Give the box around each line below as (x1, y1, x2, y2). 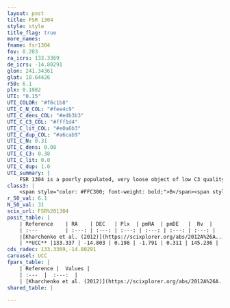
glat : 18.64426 (7, 73, 51, 81)
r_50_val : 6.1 (7, 195, 48, 202)
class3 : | (7, 182, 36, 189)
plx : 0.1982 (7, 86, 41, 93)
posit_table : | (7, 214, 51, 221)
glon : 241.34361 (7, 67, 53, 74)
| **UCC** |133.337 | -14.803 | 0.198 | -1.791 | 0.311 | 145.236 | (19, 239, 219, 247)
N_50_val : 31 (7, 202, 44, 209)
